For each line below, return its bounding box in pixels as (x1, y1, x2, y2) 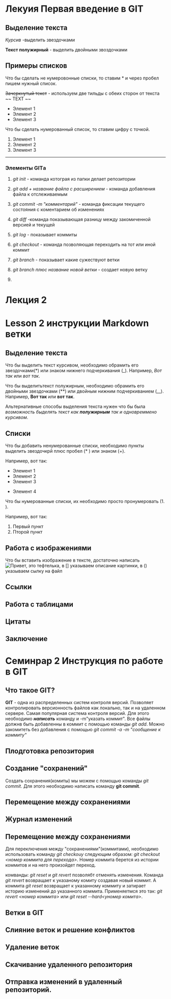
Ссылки (5, 582, 32, 591)
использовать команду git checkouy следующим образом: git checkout (5, 851, 160, 857)
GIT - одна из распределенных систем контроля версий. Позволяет (5, 700, 154, 706)
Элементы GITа (5, 164, 46, 171)
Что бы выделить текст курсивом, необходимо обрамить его (5, 362, 139, 368)
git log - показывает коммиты (12, 232, 77, 238)
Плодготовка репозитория (5, 746, 94, 755)
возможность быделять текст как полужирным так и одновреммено (5, 409, 157, 415)
